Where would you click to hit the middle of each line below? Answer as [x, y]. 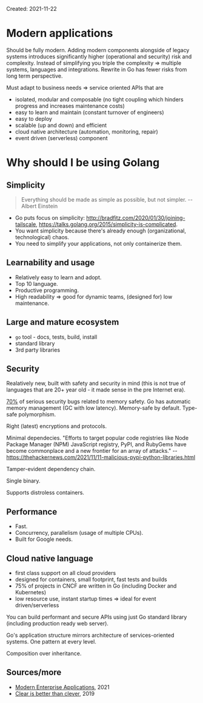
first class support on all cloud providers [65, 573]
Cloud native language [50, 558]
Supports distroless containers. [45, 493]
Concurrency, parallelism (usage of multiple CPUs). [79, 533]
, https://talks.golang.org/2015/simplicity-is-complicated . [107, 224]
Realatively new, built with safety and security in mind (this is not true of [96, 383]
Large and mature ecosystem [63, 322]
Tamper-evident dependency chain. [51, 469]
